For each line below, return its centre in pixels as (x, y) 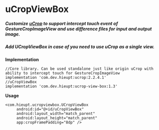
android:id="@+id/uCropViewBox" (50, 109)
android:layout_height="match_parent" (57, 118)
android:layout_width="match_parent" (56, 113)
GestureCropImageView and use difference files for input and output (78, 29)
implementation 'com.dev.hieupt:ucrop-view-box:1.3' (61, 86)
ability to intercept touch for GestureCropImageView (63, 73)
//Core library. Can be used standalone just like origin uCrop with (79, 69)
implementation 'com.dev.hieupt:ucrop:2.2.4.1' (56, 77)
